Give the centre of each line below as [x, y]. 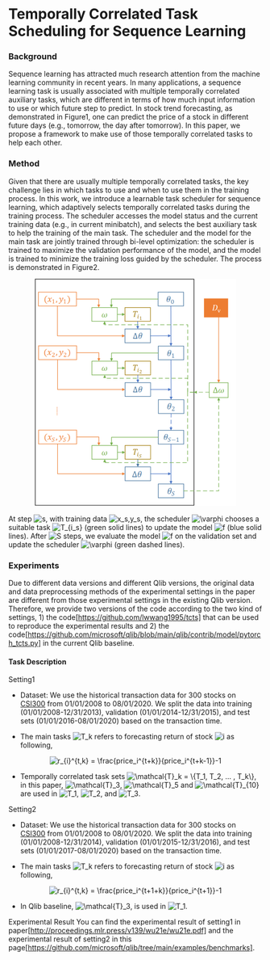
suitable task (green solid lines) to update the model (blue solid [135, 527]
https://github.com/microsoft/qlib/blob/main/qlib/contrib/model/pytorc [144, 634]
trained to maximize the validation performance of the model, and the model [135, 250]
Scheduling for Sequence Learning [127, 31]
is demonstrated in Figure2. [54, 267]
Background [33, 57]
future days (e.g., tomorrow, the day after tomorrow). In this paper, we [124, 125]
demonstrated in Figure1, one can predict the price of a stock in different [129, 117]
